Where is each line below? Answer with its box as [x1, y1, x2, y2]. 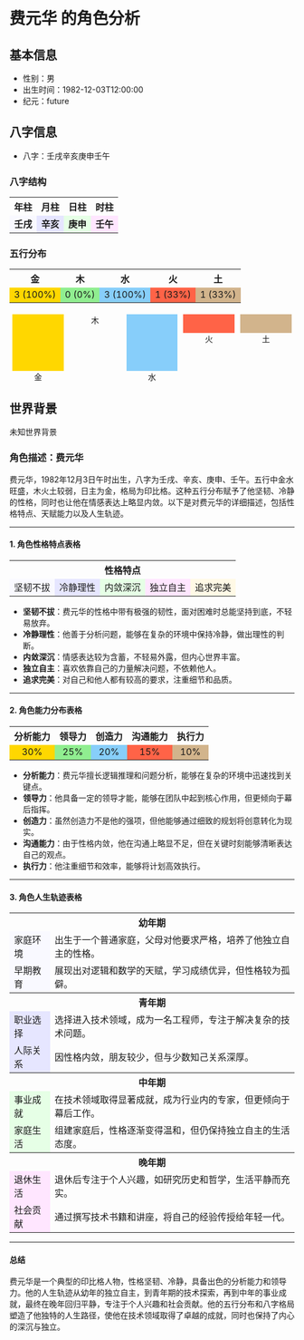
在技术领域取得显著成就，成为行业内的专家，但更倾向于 [53, 1093, 290, 1106]
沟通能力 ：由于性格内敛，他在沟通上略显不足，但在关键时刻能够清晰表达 [22, 838, 292, 849]
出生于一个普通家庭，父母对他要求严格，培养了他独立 [53, 934, 281, 947]
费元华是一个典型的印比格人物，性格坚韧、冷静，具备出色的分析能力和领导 [9, 1276, 287, 1287]
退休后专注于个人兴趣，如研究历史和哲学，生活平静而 [53, 1173, 281, 1186]
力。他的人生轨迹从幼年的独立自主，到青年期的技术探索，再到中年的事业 [9, 1287, 279, 1298]
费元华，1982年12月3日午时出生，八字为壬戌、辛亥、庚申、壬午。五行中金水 [9, 473, 294, 485]
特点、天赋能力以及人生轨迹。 [16, 508, 128, 519]
